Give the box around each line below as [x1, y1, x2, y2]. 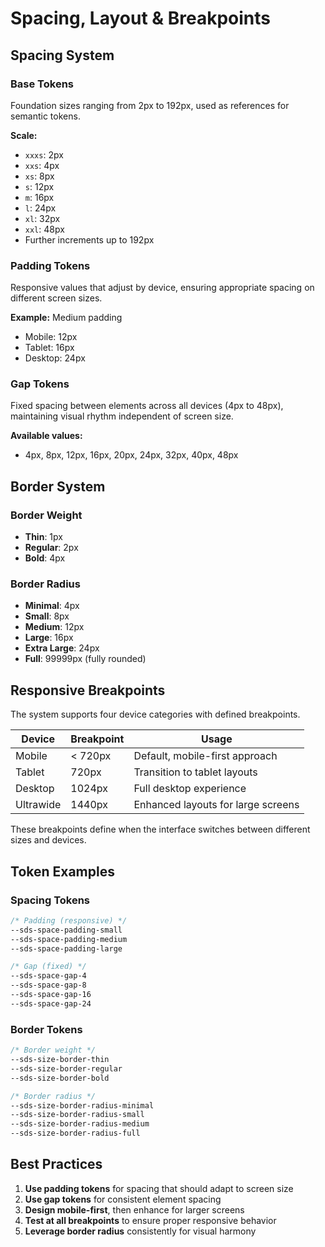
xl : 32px [24, 212, 61, 224]
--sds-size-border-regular [10, 1063, 123, 1074]
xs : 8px [24, 170, 55, 182]
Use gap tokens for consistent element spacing [24, 1193, 222, 1205]
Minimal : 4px [24, 600, 80, 612]
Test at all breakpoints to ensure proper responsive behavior [24, 1214, 277, 1226]
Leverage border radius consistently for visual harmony [24, 1225, 257, 1237]
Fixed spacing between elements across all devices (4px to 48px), [10, 400, 284, 412]
